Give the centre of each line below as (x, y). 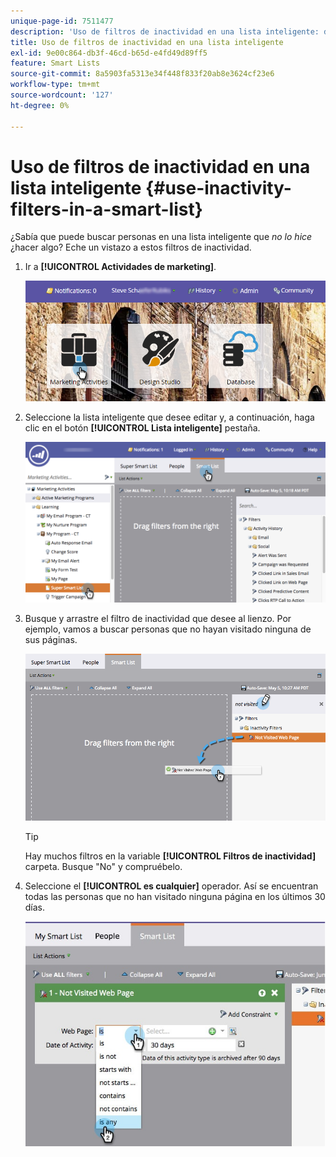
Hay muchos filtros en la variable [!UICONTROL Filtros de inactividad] (170, 856)
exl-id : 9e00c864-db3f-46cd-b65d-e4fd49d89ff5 (109, 53)
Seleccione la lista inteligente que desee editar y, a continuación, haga (169, 417)
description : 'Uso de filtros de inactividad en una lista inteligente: (165, 31)
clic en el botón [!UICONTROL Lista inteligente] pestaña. (142, 427)
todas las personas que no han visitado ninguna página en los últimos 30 (175, 896)
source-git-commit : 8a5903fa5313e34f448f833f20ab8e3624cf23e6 (142, 74)
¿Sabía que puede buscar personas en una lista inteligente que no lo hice (161, 237)
